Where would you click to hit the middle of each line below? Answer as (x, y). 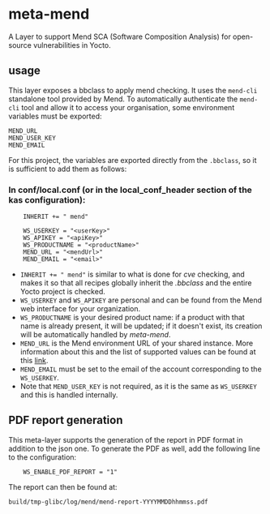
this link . (34, 361)
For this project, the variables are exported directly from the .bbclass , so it (133, 160)
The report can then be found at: (63, 486)
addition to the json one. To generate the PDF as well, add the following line (135, 448)
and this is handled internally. (69, 395)
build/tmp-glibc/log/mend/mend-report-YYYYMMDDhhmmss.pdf (108, 502)
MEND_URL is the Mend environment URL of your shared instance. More (137, 343)
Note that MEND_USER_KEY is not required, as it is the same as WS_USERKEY (138, 387)
